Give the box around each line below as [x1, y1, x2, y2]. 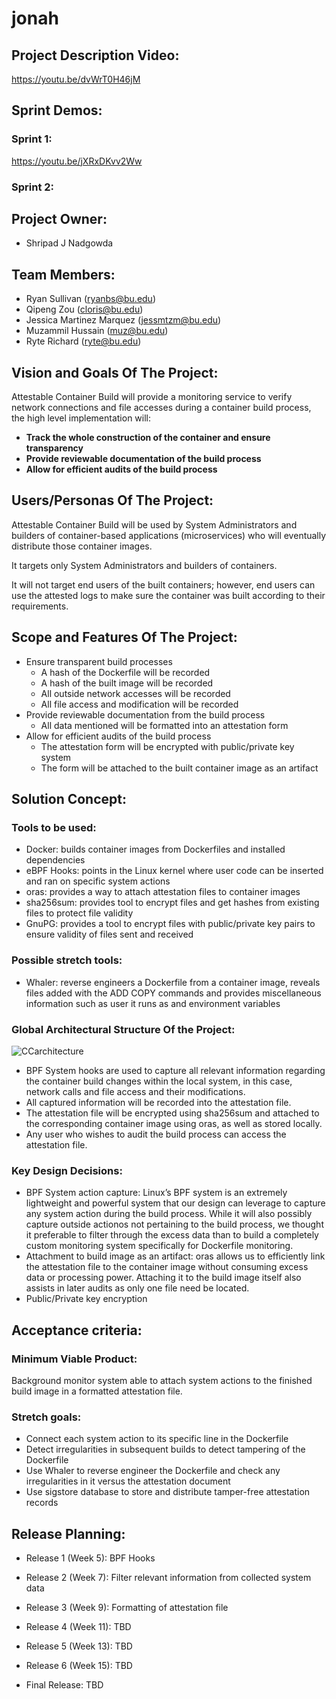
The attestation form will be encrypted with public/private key [40, 740, 295, 752]
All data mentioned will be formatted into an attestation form [40, 719, 289, 731]
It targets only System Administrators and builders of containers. [11, 559, 278, 571]
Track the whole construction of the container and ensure [25, 432, 271, 444]
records [25, 1497, 59, 1509]
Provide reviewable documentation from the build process [25, 708, 266, 721]
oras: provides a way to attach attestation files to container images [25, 886, 301, 898]
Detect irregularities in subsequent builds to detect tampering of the [25, 1443, 306, 1456]
